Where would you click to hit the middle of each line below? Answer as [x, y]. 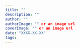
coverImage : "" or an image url [39, 28]
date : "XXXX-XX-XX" [26, 33]
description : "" [22, 14]
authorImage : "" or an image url [40, 24]
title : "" [16, 10]
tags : [11, 38]
